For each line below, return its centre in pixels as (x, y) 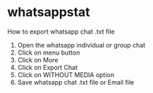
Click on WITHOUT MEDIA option (66, 75)
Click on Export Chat (48, 67)
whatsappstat (49, 12)
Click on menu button (49, 52)
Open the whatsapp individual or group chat (81, 45)
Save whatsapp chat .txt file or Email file (76, 82)
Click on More (38, 59)
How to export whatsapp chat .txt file (61, 31)
